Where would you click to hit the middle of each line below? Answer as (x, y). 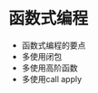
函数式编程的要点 (54, 45)
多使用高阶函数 (49, 68)
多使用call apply (52, 79)
